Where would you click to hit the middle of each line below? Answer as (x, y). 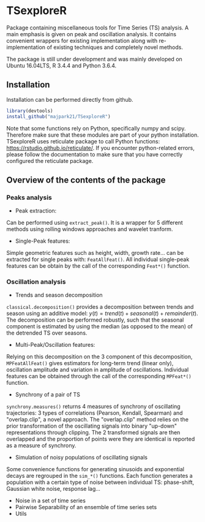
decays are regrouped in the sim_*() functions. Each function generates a (99, 476)
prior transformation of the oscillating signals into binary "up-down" (92, 426)
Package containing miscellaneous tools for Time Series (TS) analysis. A (98, 28)
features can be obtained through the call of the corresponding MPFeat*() (99, 376)
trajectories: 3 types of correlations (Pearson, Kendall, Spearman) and (95, 413)
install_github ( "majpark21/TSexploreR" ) (59, 116)
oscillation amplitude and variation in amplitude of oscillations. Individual (98, 370)
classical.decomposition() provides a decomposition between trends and (100, 307)
